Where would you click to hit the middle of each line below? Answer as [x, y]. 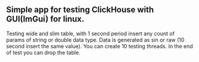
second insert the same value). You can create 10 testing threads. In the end [100, 46]
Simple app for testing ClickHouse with [80, 10]
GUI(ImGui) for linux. [45, 19]
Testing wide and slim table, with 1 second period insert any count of [90, 33]
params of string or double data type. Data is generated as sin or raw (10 [95, 40]
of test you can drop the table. [43, 52]
